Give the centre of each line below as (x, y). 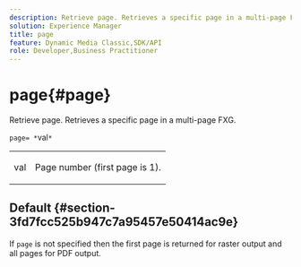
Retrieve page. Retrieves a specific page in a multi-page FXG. (123, 120)
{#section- (84, 208)
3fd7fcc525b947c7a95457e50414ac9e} (124, 222)
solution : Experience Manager (66, 26)
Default (30, 208)
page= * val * (31, 138)
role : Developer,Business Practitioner (84, 51)
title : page (31, 34)
